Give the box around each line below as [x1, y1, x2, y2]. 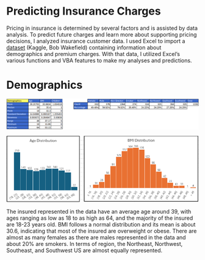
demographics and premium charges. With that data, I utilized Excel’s [6, 50, 180, 57]
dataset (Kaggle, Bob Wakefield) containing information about [6, 44, 162, 51]
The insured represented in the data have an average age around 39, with [6, 208, 192, 215]
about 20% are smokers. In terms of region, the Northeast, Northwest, [6, 240, 183, 247]
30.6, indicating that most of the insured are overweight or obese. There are [6, 227, 197, 234]
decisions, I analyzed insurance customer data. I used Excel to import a [6, 37, 185, 44]
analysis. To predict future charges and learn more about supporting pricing [6, 30, 197, 38]
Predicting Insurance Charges [6, 4, 161, 18]
